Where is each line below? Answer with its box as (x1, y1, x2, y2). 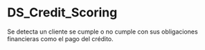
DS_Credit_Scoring (7, 5, 118, 21)
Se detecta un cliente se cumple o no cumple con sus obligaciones (7, 27, 199, 36)
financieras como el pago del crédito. (7, 34, 114, 42)
